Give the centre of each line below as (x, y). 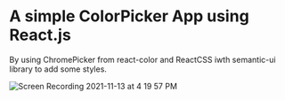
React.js (40, 35)
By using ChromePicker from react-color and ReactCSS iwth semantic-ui (142, 59)
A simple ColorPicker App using (129, 16)
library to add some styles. (58, 69)
